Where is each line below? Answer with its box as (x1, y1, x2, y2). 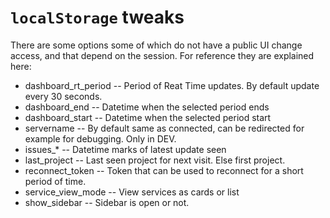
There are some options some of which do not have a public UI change (10, 39, 303, 51)
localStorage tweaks (10, 6, 185, 29)
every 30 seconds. (24, 90, 103, 102)
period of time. (24, 175, 87, 187)
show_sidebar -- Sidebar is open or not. (24, 196, 190, 208)
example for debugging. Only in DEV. (24, 132, 177, 145)
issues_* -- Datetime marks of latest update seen (24, 143, 227, 155)
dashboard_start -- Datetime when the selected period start (24, 111, 272, 123)
